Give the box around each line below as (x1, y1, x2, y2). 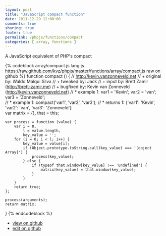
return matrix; (5, 201, 37, 207)
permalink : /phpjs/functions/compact (5, 35, 83, 40)
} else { (23, 158, 41, 163)
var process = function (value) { (5, 119, 77, 124)
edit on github (12, 225, 41, 231)
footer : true (5, 30, 32, 35)
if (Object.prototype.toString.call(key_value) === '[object (23, 145, 152, 150)
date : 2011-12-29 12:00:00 (5, 16, 61, 21)
